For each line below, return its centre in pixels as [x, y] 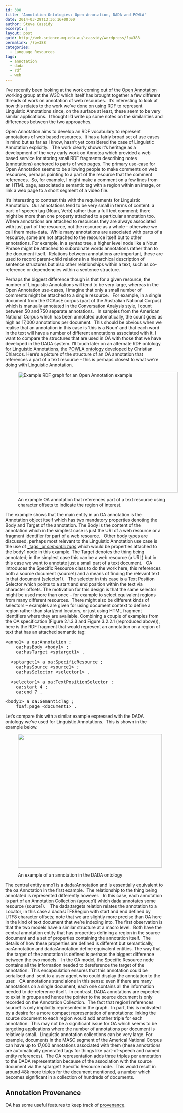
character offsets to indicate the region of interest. [70, 505]
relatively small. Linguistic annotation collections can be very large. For [79, 1034]
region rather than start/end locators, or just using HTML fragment [74, 611]
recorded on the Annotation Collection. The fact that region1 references [79, 1002]
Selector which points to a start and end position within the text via [74, 584]
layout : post [19, 33]
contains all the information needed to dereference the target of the [75, 965]
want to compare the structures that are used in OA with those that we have [83, 338]
